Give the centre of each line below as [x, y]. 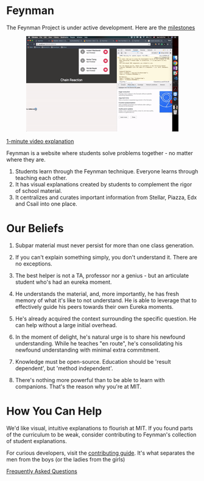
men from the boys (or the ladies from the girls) [66, 459]
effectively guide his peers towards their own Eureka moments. [94, 306]
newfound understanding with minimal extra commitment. [87, 350]
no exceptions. [34, 264]
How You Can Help [54, 411]
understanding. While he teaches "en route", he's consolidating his [99, 343]
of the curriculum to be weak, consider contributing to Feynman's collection [101, 435]
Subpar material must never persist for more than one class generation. [105, 245]
